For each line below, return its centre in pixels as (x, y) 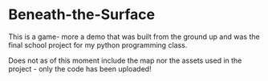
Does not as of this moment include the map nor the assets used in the (125, 60)
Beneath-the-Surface (81, 15)
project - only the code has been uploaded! (80, 68)
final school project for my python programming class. (98, 44)
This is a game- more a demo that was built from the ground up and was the (134, 37)
